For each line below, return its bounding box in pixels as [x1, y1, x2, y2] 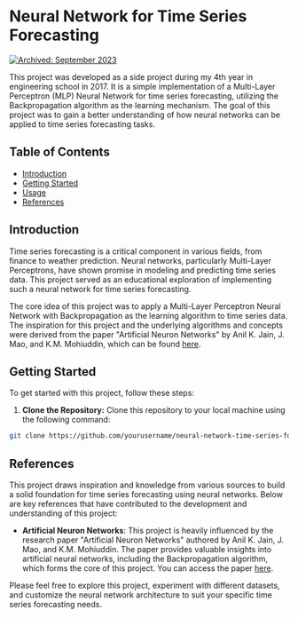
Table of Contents [9, 145, 111, 160]
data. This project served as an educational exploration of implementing [9, 273, 272, 285]
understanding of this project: [9, 508, 118, 519]
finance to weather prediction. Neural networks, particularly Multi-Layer [9, 255, 272, 265]
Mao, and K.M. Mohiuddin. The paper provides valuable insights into [21, 544, 272, 555]
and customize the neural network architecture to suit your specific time [9, 590, 272, 600]
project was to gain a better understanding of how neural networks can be [9, 109, 281, 120]
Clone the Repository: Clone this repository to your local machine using [21, 405, 286, 416]
